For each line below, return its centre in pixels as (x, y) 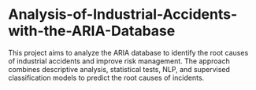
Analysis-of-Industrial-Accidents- (123, 14)
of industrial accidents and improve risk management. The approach (119, 61)
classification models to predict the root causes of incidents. (106, 77)
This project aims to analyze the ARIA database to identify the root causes (128, 52)
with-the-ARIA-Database (92, 31)
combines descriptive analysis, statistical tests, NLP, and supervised (119, 69)
